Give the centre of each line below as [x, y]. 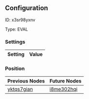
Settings [15, 42]
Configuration [27, 8]
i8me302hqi [64, 89]
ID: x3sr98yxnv [20, 20]
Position [15, 68]
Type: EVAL [16, 29]
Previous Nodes [26, 81]
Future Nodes [66, 81]
